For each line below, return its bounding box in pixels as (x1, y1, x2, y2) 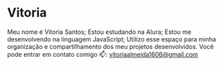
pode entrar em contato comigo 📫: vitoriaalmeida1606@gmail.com (7, 50, 199, 58)
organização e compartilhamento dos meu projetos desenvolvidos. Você (7, 42, 214, 50)
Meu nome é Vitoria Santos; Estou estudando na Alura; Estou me (7, 28, 192, 36)
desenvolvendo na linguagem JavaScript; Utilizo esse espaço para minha (7, 35, 217, 43)
